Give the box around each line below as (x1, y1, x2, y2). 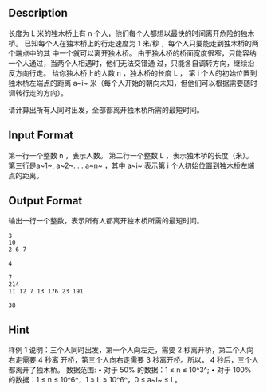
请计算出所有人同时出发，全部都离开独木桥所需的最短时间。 (8, 105, 204, 114)
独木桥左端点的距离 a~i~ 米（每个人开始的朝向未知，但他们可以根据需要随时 (8, 78, 257, 87)
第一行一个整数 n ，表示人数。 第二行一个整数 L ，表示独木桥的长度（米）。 (8, 150, 253, 160)
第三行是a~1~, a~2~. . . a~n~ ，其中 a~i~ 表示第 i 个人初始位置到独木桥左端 (8, 161, 255, 170)
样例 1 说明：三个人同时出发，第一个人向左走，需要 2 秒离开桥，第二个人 (8, 345, 247, 355)
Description (8, 6, 68, 20)
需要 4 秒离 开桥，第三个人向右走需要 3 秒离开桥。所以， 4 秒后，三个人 (22, 355, 259, 365)
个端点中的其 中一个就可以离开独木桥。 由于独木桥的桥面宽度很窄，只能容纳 (8, 48, 257, 58)
